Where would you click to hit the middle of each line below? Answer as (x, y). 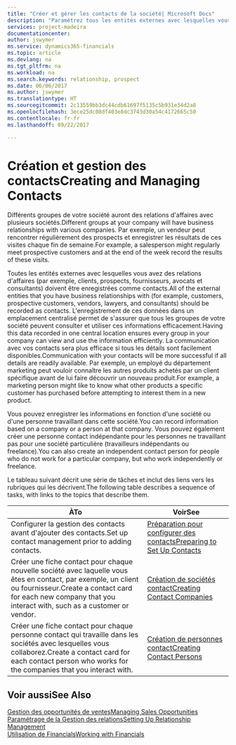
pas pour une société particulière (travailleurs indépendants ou (98, 444)
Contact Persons (175, 656)
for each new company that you (63, 597)
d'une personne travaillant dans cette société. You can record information (113, 422)
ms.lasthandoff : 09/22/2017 (48, 125)
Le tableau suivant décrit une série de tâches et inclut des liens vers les (111, 480)
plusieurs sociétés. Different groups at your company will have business (111, 223)
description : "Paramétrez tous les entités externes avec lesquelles (111, 20)
